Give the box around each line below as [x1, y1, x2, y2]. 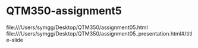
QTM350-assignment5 [6, 4, 122, 18]
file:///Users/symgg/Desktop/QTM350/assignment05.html [6, 24, 148, 31]
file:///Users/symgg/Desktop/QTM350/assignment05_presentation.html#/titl [6, 30, 193, 37]
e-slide [6, 36, 24, 43]
